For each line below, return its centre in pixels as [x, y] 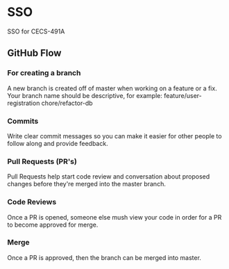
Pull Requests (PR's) [42, 161]
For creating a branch [44, 73]
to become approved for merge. [53, 225]
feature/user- [183, 95]
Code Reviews [32, 202]
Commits [23, 121]
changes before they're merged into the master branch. [87, 184]
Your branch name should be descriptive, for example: [85, 95]
